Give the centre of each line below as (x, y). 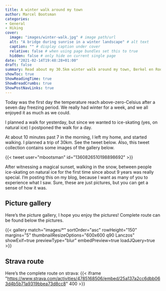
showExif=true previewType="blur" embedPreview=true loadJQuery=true (80, 241)
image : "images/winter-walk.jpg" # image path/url (63, 38)
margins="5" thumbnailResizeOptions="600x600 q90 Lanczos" (70, 235)
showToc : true (20, 74)
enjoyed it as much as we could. (38, 112)
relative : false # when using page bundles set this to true (74, 51)
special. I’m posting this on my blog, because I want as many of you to (77, 177)
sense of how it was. (26, 188)
